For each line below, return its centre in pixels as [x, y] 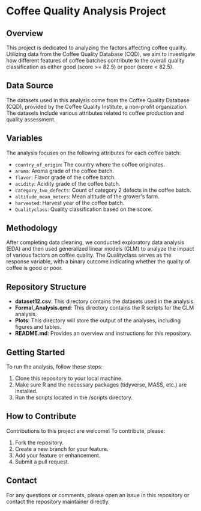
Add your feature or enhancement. [58, 455]
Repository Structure [46, 287]
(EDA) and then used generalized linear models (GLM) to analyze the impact [100, 249]
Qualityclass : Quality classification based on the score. [84, 209]
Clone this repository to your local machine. [69, 378]
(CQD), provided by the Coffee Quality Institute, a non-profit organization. [97, 106]
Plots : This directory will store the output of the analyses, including [98, 320]
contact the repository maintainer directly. [58, 501]
